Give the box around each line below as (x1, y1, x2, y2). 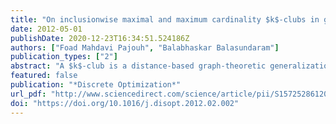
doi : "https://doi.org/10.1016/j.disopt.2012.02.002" (10, 98, 240, 108)
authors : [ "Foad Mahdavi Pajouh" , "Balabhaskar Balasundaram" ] (10, 42, 280, 53)
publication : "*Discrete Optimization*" (10, 80, 182, 90)
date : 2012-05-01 (10, 24, 83, 34)
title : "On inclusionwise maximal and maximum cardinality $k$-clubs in (10, 14, 320, 25)
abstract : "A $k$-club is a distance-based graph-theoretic (10, 61, 267, 71)
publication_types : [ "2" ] (10, 52, 118, 62)
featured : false (10, 71, 78, 81)
